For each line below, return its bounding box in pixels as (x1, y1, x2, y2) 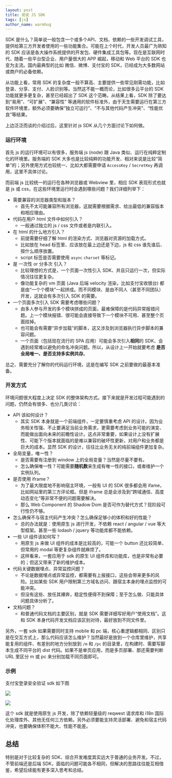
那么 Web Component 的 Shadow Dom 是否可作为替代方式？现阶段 (20, 501, 161, 508)
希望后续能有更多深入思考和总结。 (14, 767, 86, 773)
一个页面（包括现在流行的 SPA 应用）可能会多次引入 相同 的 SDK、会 (20, 337, 163, 344)
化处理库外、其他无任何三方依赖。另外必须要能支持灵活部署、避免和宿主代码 (5, 716, 167, 723)
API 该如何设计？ (12, 411, 49, 418)
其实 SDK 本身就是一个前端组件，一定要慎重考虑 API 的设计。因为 (20, 418, 159, 424)
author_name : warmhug (5, 22, 52, 27)
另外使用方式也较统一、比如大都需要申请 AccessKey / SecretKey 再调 (20, 162, 163, 168)
